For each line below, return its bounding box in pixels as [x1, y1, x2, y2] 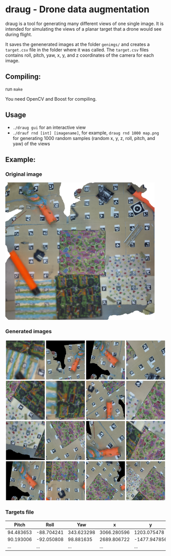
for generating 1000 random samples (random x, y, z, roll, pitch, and [12, 135, 155, 141]
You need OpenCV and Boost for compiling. [5, 96, 97, 102]
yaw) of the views [12, 141, 50, 147]
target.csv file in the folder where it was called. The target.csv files [5, 47, 149, 53]
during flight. [5, 31, 32, 37]
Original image [5, 170, 42, 177]
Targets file [5, 508, 34, 516]
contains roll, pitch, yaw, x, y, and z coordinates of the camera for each [5, 52, 154, 58]
